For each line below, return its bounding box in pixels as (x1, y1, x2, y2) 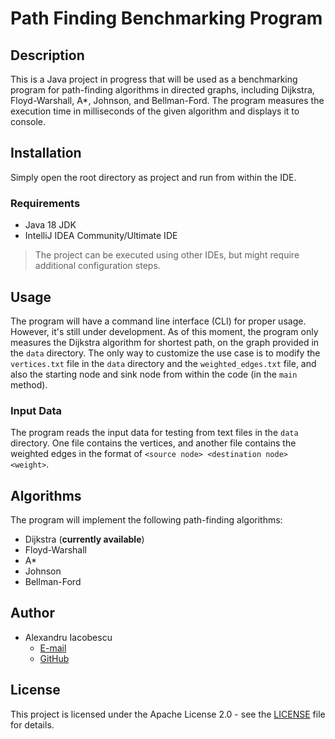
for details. (10, 718, 55, 731)
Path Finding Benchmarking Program (10, 7, 323, 30)
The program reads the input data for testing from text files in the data (10, 427, 299, 439)
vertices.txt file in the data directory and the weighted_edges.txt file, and (10, 357, 317, 369)
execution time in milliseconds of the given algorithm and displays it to (10, 105, 300, 117)
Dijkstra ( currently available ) (24, 533, 145, 546)
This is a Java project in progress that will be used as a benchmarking (10, 73, 298, 85)
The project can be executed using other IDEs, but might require (34, 249, 300, 261)
